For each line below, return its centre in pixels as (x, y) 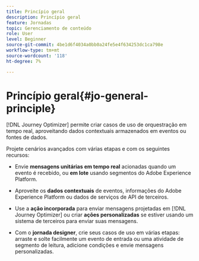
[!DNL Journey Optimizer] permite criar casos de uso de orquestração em (97, 125)
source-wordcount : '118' (37, 56)
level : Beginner (26, 39)
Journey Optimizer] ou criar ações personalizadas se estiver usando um (104, 215)
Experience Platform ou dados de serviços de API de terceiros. (91, 197)
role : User (20, 34)
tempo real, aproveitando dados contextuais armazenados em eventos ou (96, 131)
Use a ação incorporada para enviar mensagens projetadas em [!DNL (100, 209)
